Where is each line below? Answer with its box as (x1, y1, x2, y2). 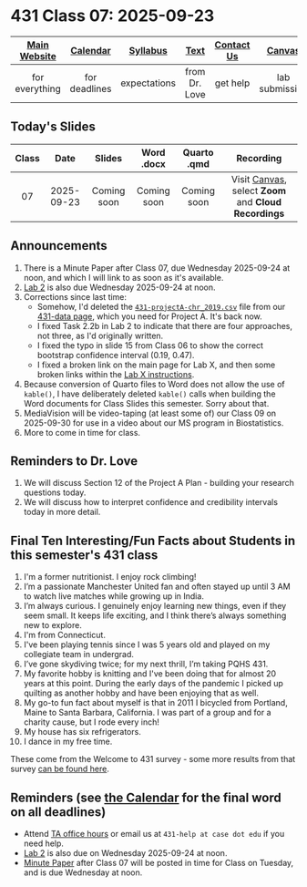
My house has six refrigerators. (23, 727, 142, 737)
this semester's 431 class (10, 547, 159, 562)
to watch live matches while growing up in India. (23, 591, 204, 602)
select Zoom (231, 184, 286, 197)
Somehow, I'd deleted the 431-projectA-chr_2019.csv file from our (36, 301, 286, 312)
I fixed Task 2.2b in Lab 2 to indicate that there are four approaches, (36, 320, 293, 331)
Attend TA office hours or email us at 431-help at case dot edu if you (23, 829, 285, 839)
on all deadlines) (10, 804, 107, 820)
